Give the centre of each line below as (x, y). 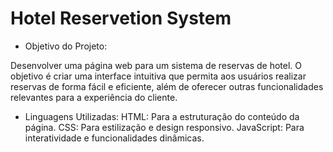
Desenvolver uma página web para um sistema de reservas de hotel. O (156, 65)
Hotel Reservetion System (121, 18)
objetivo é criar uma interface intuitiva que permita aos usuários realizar (158, 76)
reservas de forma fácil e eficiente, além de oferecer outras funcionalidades (167, 86)
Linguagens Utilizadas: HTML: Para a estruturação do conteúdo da (162, 116)
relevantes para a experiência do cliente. (94, 97)
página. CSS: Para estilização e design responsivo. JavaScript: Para (164, 127)
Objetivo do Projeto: (66, 46)
